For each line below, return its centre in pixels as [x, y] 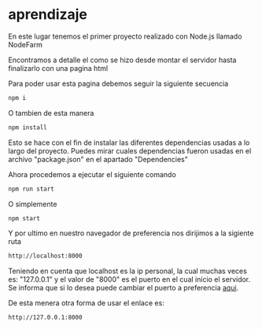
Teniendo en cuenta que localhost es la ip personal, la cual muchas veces [128, 271]
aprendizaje [48, 15]
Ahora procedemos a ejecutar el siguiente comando [92, 174]
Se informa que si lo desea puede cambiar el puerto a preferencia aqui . [124, 288]
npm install [28, 128]
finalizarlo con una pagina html [58, 68]
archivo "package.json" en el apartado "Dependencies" [98, 159]
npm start [24, 218]
